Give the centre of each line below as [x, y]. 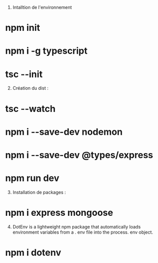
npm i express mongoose [59, 213]
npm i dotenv [33, 252]
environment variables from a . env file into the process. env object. [83, 232]
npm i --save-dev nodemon [64, 132]
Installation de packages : [39, 192]
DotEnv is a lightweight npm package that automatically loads [76, 227]
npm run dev [32, 178]
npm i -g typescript [46, 51]
